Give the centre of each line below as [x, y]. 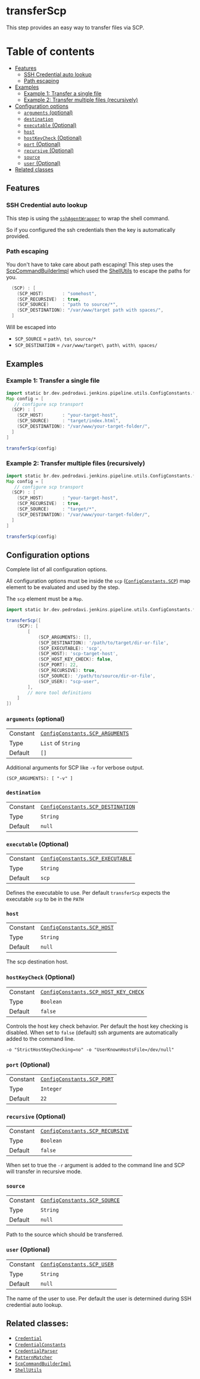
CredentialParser [36, 1351]
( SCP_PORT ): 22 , [58, 665]
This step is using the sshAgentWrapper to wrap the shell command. [88, 218]
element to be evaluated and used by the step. [63, 587]
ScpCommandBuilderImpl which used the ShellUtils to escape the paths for [98, 271]
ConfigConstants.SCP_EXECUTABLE [86, 859]
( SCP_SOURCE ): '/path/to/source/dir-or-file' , [97, 676]
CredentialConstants [40, 1345]
